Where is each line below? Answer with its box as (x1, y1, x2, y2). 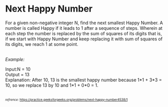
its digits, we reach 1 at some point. (5, 41, 79, 47)
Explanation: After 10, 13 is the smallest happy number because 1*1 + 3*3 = (5, 77, 162, 83)
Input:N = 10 (5, 66, 31, 72)
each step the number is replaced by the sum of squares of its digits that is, (5, 30, 162, 36)
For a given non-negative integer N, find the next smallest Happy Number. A (5, 20, 163, 26)
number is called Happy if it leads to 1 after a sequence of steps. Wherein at (5, 25, 163, 31)
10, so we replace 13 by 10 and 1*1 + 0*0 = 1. (5, 82, 98, 88)
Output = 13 (5, 71, 30, 77)
